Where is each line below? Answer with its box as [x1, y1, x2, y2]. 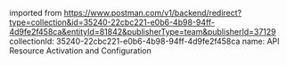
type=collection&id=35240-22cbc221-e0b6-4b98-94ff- [9, 17, 216, 28]
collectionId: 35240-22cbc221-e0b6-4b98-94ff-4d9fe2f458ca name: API [9, 36, 280, 46]
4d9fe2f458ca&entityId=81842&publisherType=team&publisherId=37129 [9, 27, 276, 37]
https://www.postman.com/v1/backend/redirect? [63, 8, 242, 18]
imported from [9, 8, 62, 18]
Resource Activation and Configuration [9, 45, 152, 56]
